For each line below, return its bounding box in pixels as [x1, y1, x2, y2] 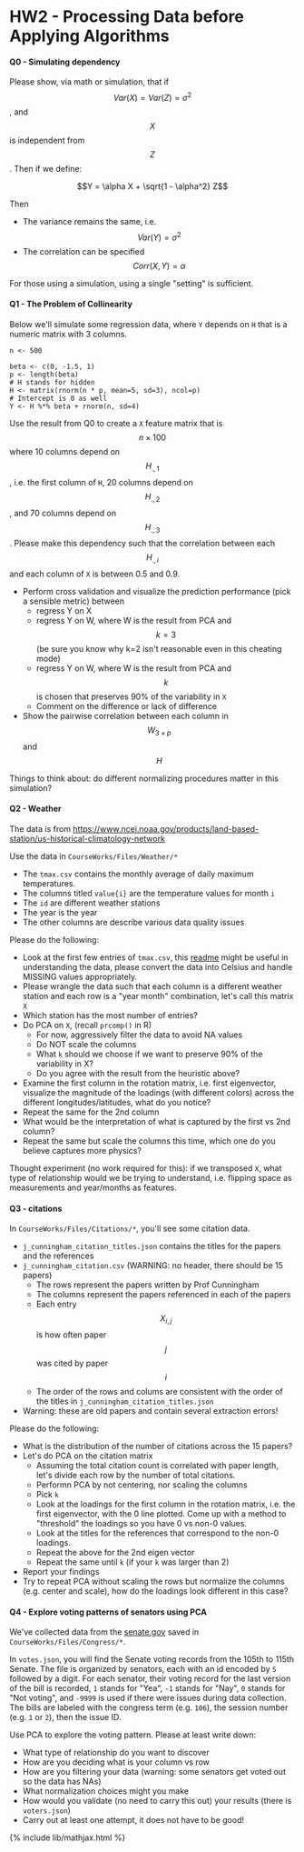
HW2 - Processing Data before [9, 6, 245, 27]
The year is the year [22, 907, 98, 918]
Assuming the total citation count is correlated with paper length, [35, 1460, 279, 1471]
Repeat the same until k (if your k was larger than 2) [35, 1557, 230, 1567]
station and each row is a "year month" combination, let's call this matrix [22, 991, 294, 1002]
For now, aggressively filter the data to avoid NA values [35, 1029, 243, 1040]
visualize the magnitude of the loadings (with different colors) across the [22, 1087, 295, 1098]
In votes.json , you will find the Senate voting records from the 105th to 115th [9, 1654, 295, 1665]
